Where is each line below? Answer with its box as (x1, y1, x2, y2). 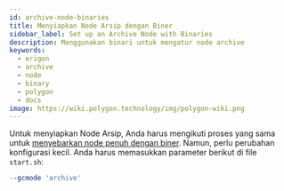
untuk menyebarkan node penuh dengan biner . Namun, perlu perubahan (9, 138, 275, 148)
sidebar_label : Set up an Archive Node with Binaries (9, 29, 214, 38)
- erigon (17, 54, 50, 63)
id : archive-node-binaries (9, 12, 110, 22)
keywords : (9, 46, 46, 55)
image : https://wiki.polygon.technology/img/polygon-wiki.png (9, 104, 245, 113)
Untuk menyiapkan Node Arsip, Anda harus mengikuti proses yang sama (9, 128, 276, 139)
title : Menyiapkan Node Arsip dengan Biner (9, 21, 174, 30)
